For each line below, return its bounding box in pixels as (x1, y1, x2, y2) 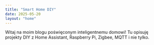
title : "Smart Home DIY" (5, 7, 56, 12)
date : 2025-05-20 (5, 12, 41, 16)
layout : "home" (5, 16, 37, 21)
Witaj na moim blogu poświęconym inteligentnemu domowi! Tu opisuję (5, 30, 149, 35)
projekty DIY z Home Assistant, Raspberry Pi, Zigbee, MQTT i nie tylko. (5, 34, 150, 40)
